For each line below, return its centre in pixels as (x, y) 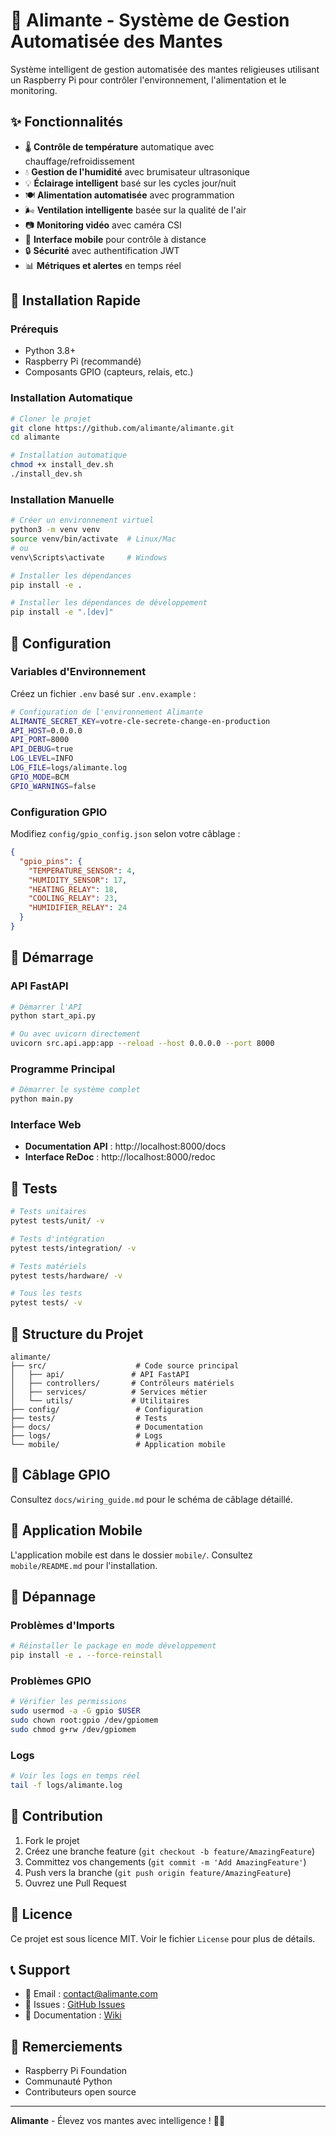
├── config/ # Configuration (106, 1410)
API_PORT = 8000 (40, 740)
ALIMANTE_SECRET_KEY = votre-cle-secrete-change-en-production (140, 721)
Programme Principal (63, 1069)
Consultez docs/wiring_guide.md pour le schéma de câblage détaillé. (151, 1499)
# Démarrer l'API (46, 1007)
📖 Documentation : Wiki (73, 2015)
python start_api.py (53, 1016)
